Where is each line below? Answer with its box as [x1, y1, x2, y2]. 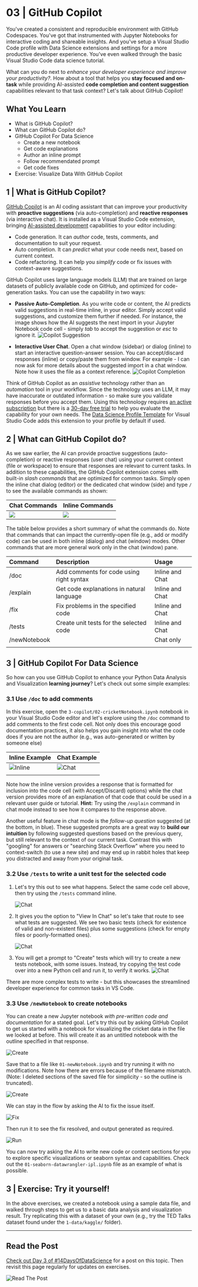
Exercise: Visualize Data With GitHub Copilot [14, 170, 123, 177]
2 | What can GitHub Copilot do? [6, 434, 127, 444]
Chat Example [57, 754, 97, 762]
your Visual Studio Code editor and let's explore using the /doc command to [6, 715, 190, 722]
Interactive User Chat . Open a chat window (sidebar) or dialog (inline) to [14, 343, 192, 350]
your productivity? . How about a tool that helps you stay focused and [6, 74, 176, 82]
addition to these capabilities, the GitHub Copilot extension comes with [6, 468, 179, 475]
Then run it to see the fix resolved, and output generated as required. [6, 1125, 174, 1132]
